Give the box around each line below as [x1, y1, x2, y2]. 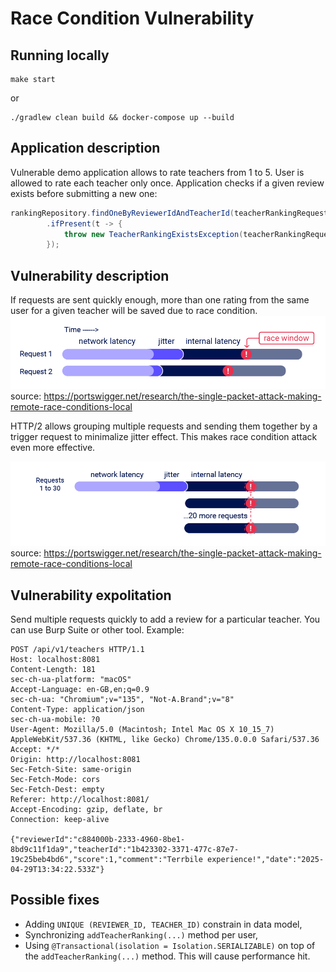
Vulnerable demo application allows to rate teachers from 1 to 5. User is [10, 166, 305, 178]
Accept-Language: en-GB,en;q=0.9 [10, 684, 150, 694]
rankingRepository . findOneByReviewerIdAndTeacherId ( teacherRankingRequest [10, 208, 329, 218]
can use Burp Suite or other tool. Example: [10, 623, 185, 636]
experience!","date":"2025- [206, 854, 325, 864]
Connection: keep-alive [10, 814, 110, 824]
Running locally [10, 47, 110, 64]
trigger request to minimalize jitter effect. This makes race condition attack [10, 431, 318, 442]
